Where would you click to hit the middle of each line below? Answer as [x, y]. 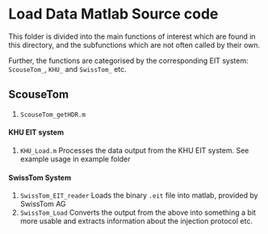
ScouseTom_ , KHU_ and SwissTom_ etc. [67, 69]
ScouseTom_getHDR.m [53, 115]
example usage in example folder [75, 159]
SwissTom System [40, 178]
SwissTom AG [43, 204]
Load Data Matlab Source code [113, 14]
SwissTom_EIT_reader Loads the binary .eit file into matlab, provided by [139, 195]
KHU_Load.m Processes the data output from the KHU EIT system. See [134, 150]
